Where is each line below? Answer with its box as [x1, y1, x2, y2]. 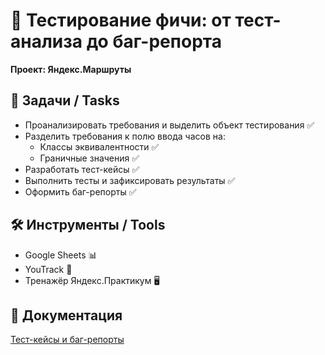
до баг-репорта [86, 30, 222, 53]
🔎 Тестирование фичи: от [10, 9, 232, 32]
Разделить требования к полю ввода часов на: [24, 130, 226, 142]
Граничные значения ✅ [39, 152, 140, 164]
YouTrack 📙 [24, 263, 73, 275]
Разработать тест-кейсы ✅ [24, 163, 140, 175]
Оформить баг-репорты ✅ [24, 185, 137, 198]
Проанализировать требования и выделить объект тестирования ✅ [24, 119, 315, 131]
